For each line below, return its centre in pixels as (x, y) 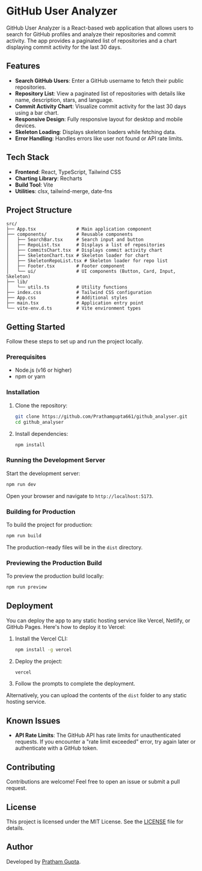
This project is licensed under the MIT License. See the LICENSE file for (95, 822)
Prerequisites (26, 357)
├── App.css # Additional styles (67, 298)
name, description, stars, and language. (64, 100)
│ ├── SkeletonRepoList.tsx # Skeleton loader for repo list (87, 261)
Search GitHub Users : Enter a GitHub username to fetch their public (99, 80)
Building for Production (41, 511)
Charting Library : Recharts (48, 178)
